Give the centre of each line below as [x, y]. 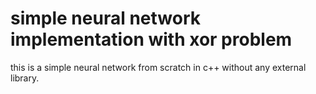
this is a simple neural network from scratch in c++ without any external [158, 67]
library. [25, 78]
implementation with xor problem [151, 39]
